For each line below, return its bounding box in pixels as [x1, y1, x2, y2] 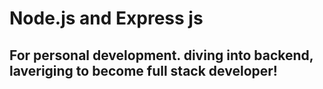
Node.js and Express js [9, 7, 204, 30]
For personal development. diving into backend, [9, 47, 314, 64]
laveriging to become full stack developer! [9, 62, 278, 79]
